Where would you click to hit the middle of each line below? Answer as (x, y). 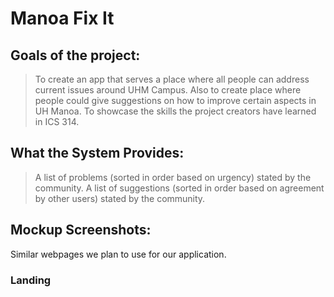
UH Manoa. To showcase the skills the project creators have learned (175, 111)
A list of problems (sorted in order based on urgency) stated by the (173, 177)
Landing (31, 280)
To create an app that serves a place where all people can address (172, 79)
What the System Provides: (97, 153)
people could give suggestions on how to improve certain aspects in (175, 100)
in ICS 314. (57, 121)
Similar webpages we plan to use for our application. (118, 254)
